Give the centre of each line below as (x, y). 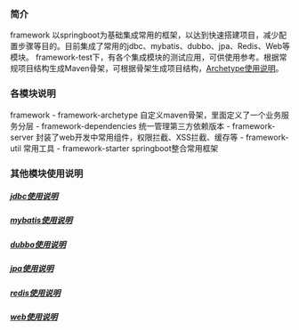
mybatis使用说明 (41, 221)
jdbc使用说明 (34, 197)
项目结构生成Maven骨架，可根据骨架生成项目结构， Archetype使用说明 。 (150, 68)
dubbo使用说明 (38, 244)
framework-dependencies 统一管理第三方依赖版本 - (136, 125)
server (22, 137)
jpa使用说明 (32, 269)
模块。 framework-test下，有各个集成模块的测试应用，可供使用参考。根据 (145, 57)
